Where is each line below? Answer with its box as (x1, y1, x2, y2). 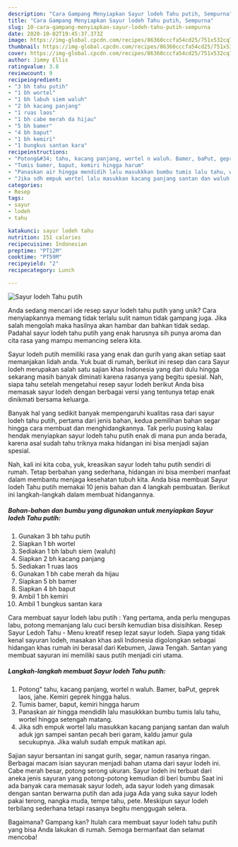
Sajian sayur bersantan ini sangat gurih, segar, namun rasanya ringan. (8, 751, 211, 760)
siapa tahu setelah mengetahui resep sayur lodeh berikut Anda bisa (8, 380, 204, 388)
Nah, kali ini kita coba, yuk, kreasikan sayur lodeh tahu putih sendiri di (8, 460, 211, 468)
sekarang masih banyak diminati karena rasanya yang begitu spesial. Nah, (8, 373, 224, 381)
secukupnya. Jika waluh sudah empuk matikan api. (18, 737, 167, 746)
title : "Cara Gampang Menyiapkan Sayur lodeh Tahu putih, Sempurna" (8, 17, 214, 24)
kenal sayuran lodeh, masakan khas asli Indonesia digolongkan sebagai (8, 635, 216, 644)
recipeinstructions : (8, 149, 69, 156)
